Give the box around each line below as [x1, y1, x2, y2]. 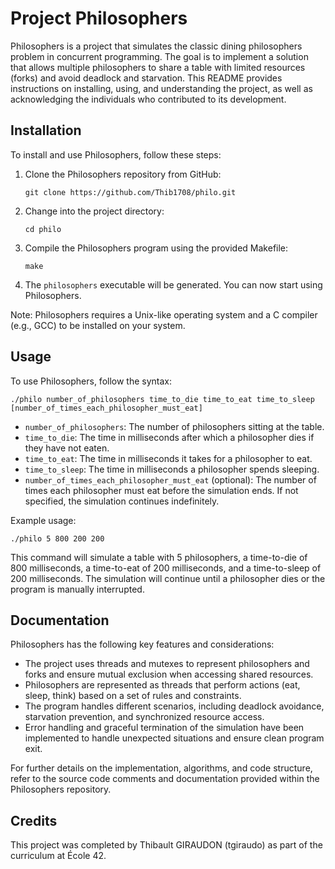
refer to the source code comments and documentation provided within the [10, 773, 320, 785]
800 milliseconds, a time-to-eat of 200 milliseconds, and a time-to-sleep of [10, 562, 322, 574]
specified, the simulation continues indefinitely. [24, 495, 220, 507]
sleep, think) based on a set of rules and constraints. [24, 690, 242, 702]
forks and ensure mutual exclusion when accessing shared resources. [24, 668, 314, 681]
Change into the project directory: [24, 205, 165, 217]
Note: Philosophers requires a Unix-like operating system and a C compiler [10, 308, 318, 321]
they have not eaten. [24, 442, 110, 454]
